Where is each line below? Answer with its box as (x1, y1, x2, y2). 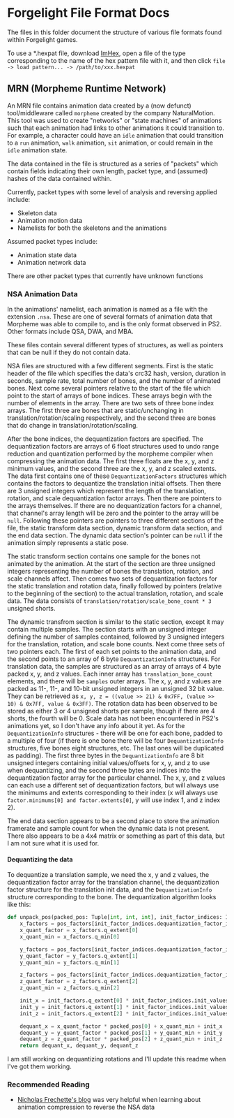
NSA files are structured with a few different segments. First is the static (7, 362, 214, 370)
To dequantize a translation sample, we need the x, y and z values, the (7, 871, 210, 879)
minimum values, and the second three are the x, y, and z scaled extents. (7, 465, 217, 473)
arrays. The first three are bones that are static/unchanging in (7, 407, 185, 415)
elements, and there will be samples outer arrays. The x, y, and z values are (7, 677, 221, 685)
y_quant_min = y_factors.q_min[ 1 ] (19, 959, 120, 966)
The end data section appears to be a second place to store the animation (7, 817, 219, 825)
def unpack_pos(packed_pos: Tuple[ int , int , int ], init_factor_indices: (7, 914, 223, 921)
